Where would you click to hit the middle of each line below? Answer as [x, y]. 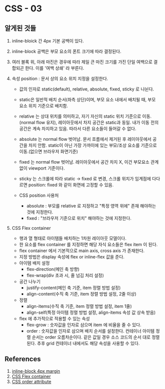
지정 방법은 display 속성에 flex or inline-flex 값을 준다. [72, 257]
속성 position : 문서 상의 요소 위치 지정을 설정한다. [60, 79]
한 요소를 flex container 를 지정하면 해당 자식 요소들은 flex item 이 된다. [88, 244]
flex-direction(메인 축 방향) [53, 269]
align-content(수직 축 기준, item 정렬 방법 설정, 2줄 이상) [82, 294]
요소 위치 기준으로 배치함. [44, 106]
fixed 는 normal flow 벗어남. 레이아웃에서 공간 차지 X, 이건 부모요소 [84, 162]
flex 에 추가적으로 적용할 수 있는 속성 [54, 319]
